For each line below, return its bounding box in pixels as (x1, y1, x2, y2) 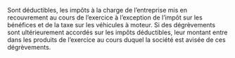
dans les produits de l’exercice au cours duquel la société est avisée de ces (7, 36, 227, 44)
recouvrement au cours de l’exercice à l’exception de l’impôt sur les (7, 13, 203, 22)
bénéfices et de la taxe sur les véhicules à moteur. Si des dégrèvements (7, 21, 216, 29)
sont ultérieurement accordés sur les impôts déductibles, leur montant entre (7, 28, 228, 36)
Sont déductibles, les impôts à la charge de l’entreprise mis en (7, 6, 188, 14)
